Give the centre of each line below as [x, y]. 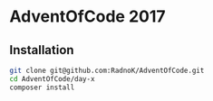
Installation [42, 50]
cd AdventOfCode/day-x [52, 78]
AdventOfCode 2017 [87, 17]
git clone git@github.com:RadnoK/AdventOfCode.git [107, 70]
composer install [42, 87]
